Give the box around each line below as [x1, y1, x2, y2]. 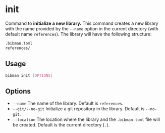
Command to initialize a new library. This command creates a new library [5, 20, 158, 26]
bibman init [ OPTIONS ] [5, 73, 53, 78]
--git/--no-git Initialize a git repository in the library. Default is [12, 106, 145, 112]
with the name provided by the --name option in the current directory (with [5, 25, 159, 31]
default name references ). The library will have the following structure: [5, 31, 152, 37]
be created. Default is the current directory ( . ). [12, 122, 110, 128]
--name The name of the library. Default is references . [12, 100, 124, 107]
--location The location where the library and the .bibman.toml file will [12, 116, 160, 122]
